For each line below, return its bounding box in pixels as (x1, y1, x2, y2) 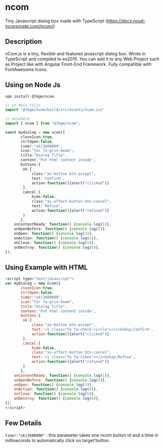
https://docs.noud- (107, 18, 146, 24)
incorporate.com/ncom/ (5, 23, 53, 29)
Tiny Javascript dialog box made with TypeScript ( (5, 18, 108, 24)
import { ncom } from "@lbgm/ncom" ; (5, 121, 81, 126)
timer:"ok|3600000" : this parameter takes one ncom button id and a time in (5, 432, 159, 438)
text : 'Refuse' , (31, 203, 63, 208)
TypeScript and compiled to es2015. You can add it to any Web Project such (5, 56, 160, 62)
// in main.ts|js (5, 103, 41, 108)
